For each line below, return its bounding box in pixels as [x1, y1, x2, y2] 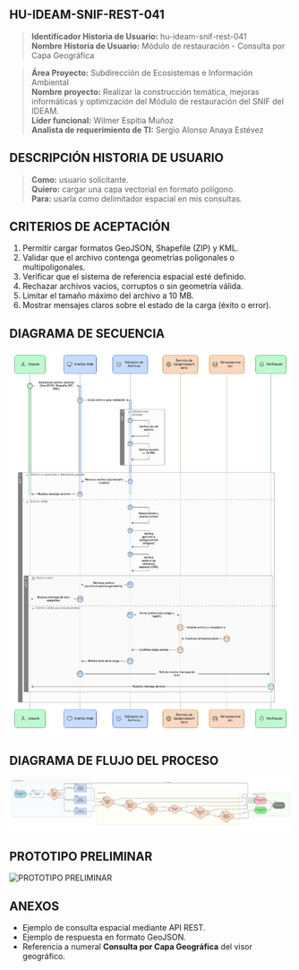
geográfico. [21, 951, 65, 962]
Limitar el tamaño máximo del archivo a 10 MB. [21, 290, 194, 301]
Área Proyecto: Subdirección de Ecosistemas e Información [30, 67, 253, 78]
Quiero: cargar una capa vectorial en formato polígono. [30, 184, 235, 194]
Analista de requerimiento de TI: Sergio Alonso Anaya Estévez [30, 124, 264, 135]
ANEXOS [9, 898, 60, 914]
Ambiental [30, 76, 70, 88]
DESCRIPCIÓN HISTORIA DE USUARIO [9, 150, 224, 166]
